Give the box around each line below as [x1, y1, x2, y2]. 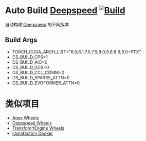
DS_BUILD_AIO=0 [12, 59, 48, 65]
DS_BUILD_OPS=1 [12, 54, 48, 60]
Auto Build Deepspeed [5, 5, 98, 16]
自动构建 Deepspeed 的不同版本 [5, 21, 69, 27]
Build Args [5, 36, 37, 44]
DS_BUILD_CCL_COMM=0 [12, 70, 65, 75]
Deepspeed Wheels [12, 120, 52, 126]
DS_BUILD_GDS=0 [12, 64, 49, 70]
